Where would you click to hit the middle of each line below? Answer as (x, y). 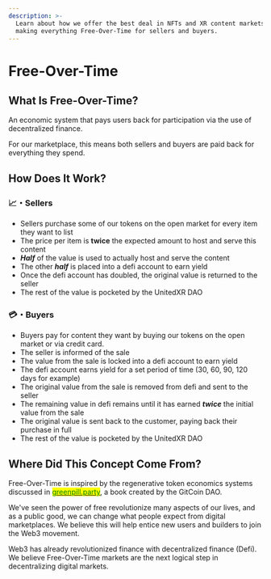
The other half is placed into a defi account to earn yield (114, 267)
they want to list (46, 232)
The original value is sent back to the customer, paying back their (129, 421)
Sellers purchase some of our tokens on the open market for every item (139, 224)
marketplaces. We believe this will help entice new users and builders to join (135, 525)
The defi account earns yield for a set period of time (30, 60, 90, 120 (134, 370)
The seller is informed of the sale (75, 353)
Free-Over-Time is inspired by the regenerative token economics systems (131, 484)
